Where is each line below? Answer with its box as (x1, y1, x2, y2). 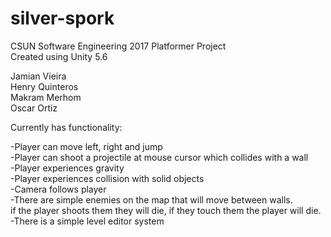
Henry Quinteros (10, 80, 79, 92)
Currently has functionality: (10, 121, 123, 133)
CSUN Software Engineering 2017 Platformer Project (10, 40, 227, 52)
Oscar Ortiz (10, 102, 58, 114)
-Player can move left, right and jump (10, 140, 163, 152)
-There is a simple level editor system (10, 215, 165, 227)
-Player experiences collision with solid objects (10, 172, 205, 184)
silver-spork (10, 7, 115, 30)
